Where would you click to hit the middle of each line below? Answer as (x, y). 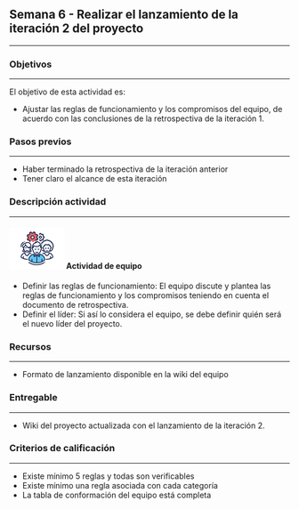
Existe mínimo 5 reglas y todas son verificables (108, 476)
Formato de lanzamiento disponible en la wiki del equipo (125, 375)
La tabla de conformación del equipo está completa (117, 495)
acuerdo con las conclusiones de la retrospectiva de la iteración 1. (143, 118)
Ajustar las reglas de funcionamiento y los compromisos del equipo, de (152, 109)
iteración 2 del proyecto (77, 29)
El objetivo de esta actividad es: (68, 92)
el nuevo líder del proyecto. (72, 323)
